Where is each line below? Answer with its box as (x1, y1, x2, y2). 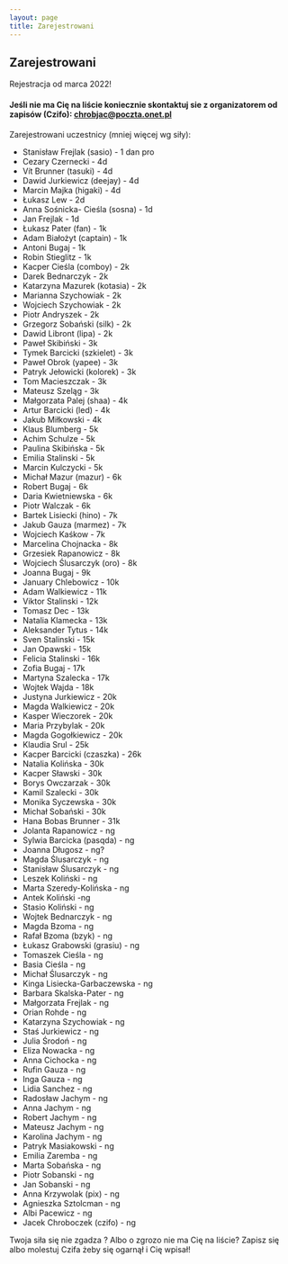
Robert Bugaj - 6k (22, 480, 88, 491)
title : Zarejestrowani (9, 22, 94, 31)
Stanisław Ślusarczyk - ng (22, 863, 120, 874)
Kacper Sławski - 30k (22, 767, 103, 778)
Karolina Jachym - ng (22, 1131, 103, 1142)
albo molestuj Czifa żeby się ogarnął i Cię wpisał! (9, 1243, 191, 1255)
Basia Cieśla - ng (22, 959, 85, 970)
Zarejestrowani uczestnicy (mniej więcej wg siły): (9, 129, 192, 139)
